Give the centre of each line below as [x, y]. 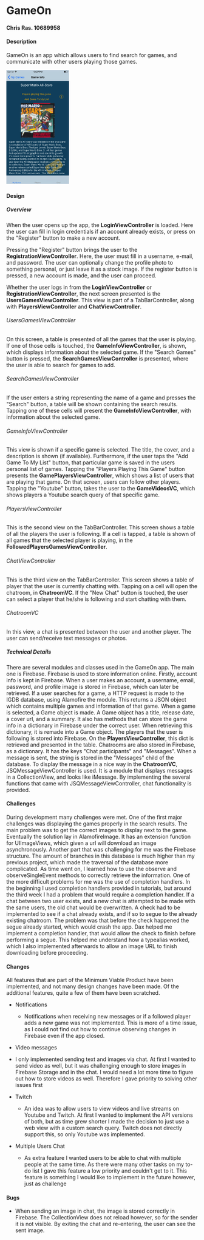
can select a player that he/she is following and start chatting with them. [97, 599]
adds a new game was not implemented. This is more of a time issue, [110, 1023]
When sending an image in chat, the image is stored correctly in [95, 1211]
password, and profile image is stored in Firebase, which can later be [93, 686]
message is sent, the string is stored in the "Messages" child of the [90, 757]
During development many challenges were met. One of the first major [94, 817]
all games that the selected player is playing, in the [70, 540]
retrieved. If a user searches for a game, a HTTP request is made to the [95, 693]
